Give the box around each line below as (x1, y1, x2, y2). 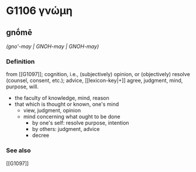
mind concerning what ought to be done (23, 113, 121, 121)
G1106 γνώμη (6, 4, 73, 18)
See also (6, 146, 31, 154)
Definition (6, 57, 35, 66)
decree (32, 132, 50, 139)
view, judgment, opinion (23, 107, 81, 114)
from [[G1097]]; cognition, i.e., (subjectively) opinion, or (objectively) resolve (6, 71, 190, 78)
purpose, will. (6, 83, 39, 90)
